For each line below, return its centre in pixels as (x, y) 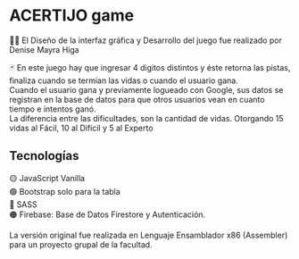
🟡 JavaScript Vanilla (47, 178)
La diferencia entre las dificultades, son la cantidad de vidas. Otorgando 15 (146, 118)
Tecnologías (44, 156)
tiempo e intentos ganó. (53, 109)
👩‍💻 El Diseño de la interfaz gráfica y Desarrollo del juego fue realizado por (146, 40)
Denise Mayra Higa (44, 49)
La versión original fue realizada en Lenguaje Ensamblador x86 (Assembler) (149, 235)
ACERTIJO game (72, 16)
